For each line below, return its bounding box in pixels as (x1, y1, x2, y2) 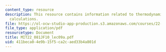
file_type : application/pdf (5, 26, 63, 31)
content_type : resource (5, 7, 54, 12)
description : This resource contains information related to (5, 12, 134, 17)
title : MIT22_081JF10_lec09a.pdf (5, 35, 74, 40)
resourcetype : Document (5, 30, 54, 35)
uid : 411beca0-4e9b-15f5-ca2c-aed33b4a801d (5, 40, 96, 45)
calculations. (9, 16, 39, 21)
